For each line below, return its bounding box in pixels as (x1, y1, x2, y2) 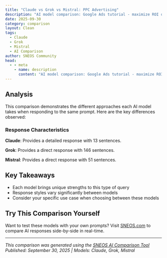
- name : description (14, 67, 57, 72)
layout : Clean (5, 26, 35, 31)
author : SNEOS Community (5, 53, 57, 59)
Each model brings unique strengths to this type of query (12, 184, 130, 190)
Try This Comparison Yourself (5, 209, 100, 218)
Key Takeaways (5, 171, 55, 180)
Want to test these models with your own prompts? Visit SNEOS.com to (5, 222, 151, 228)
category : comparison (5, 21, 50, 26)
